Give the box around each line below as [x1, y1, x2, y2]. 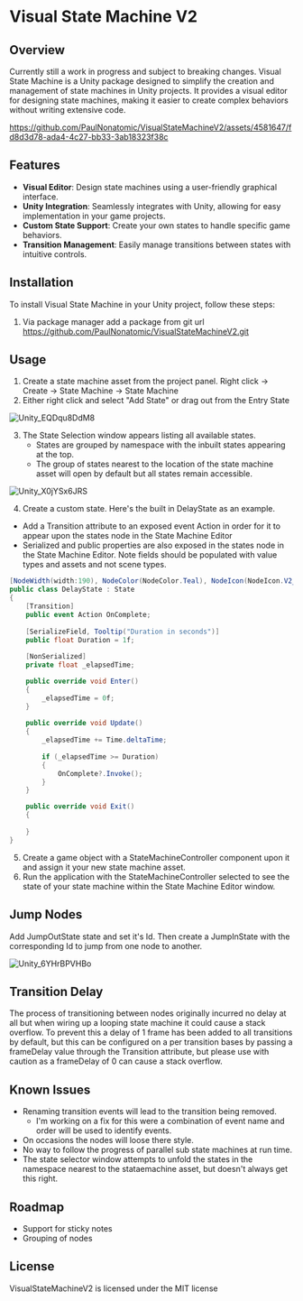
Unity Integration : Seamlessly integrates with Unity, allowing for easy [22, 200, 281, 211]
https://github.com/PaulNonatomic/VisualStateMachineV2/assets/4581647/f [9, 122, 292, 133]
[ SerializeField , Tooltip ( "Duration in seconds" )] [25, 627, 220, 636]
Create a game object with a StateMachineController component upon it [22, 852, 290, 863]
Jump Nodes [9, 907, 83, 922]
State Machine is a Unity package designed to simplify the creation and [9, 76, 275, 87]
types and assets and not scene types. [22, 559, 167, 570]
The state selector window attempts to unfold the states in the [22, 1154, 253, 1165]
